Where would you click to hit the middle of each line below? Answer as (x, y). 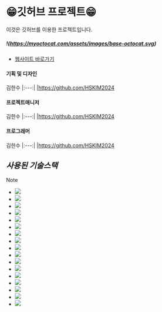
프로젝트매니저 (23, 102)
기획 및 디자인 (21, 74)
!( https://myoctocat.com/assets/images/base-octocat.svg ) (81, 43)
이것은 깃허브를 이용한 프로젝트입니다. (49, 29)
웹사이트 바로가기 (34, 59)
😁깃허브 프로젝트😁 (51, 12)
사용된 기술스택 (32, 165)
